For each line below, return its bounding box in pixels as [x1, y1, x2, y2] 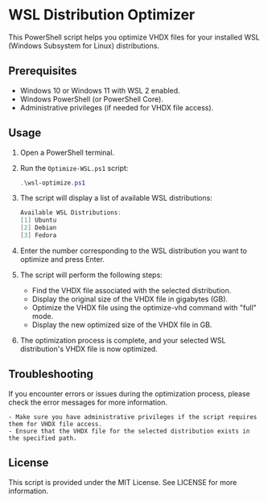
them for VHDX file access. [8, 420, 103, 428]
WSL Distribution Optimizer [8, 6, 196, 24]
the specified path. [8, 434, 78, 442]
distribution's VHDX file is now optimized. [19, 344, 159, 354]
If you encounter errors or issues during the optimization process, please [8, 388, 251, 398]
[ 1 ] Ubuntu [19, 216, 57, 225]
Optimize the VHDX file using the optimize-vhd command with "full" [31, 302, 258, 312]
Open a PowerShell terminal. [19, 147, 115, 157]
